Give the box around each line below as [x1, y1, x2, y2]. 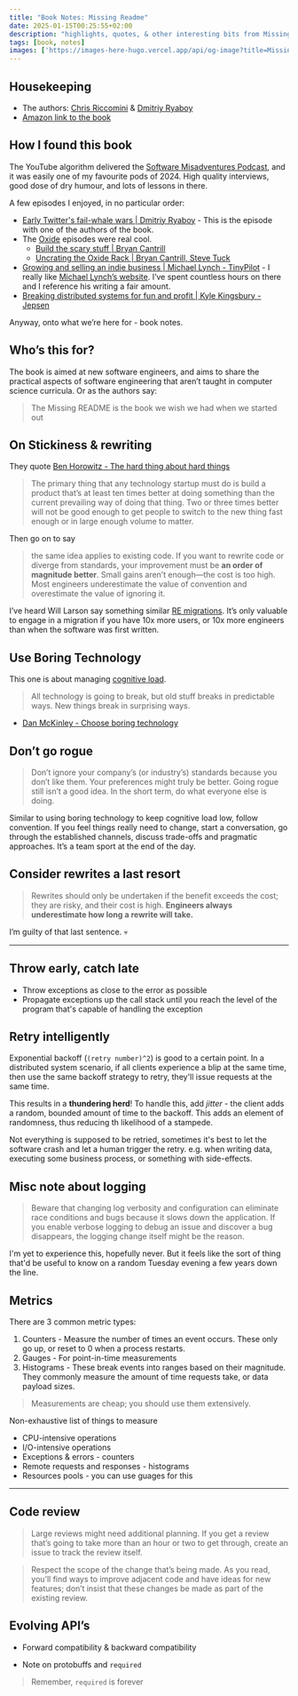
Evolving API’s [9, 1619, 90, 1634]
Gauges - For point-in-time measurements [21, 1353, 177, 1364]
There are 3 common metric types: [9, 1316, 137, 1327]
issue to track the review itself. [30, 1547, 144, 1557]
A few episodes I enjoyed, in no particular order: [9, 197, 185, 208]
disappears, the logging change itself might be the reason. [30, 1231, 245, 1242]
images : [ [9, 46, 46, 55]
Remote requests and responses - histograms [21, 1461, 190, 1472]
